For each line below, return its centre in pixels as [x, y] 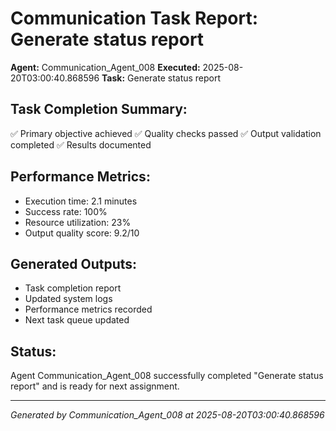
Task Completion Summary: [99, 109]
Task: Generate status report [161, 78]
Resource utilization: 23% [78, 222]
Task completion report [73, 288]
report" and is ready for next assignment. [95, 386]
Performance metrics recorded [88, 309]
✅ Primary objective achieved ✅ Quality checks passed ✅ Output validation [166, 133]
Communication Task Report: [134, 18]
